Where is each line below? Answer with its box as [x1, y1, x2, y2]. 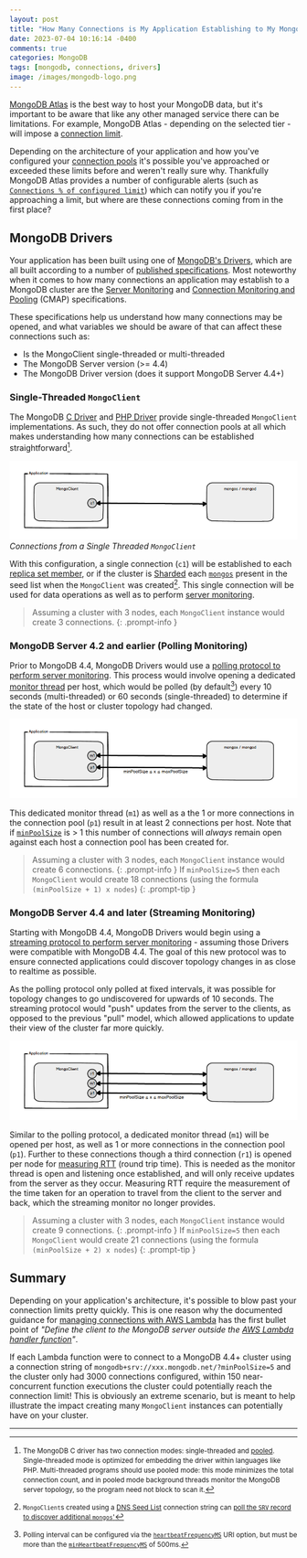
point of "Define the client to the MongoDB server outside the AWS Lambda [9, 1324, 294, 1335]
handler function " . [9, 1333, 79, 1344]
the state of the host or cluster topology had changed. [9, 700, 213, 711]
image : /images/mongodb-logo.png [9, 73, 137, 82]
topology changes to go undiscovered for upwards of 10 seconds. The [9, 993, 274, 1005]
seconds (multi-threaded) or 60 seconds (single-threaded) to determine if [9, 691, 288, 701]
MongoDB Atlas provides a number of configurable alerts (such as [9, 175, 259, 186]
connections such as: [9, 330, 90, 342]
